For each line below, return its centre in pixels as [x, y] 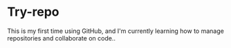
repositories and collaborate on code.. [62, 38]
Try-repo [34, 12]
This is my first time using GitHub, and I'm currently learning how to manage [116, 31]
